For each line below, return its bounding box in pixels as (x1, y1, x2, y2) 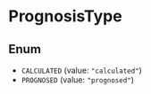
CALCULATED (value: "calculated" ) (21, 65, 142, 75)
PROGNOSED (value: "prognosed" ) (21, 74, 135, 85)
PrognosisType (8, 6, 122, 27)
